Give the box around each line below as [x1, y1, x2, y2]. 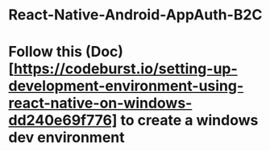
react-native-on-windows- [8, 94, 193, 112]
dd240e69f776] [8, 111, 118, 130]
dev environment [8, 128, 125, 147]
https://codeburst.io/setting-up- [13, 60, 238, 78]
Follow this [8, 43, 83, 61]
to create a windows [120, 111, 259, 130]
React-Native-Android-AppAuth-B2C [8, 6, 263, 24]
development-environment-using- [8, 77, 244, 95]
